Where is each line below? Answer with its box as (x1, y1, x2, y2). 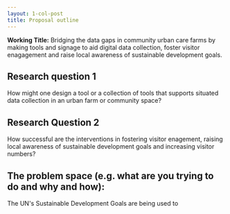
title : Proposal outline (7, 17, 79, 24)
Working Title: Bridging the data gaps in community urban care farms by (7, 35, 216, 44)
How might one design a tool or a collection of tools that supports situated (7, 89, 219, 97)
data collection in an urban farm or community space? (7, 97, 161, 105)
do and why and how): (7, 181, 105, 192)
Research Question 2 (7, 116, 100, 129)
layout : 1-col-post (7, 10, 64, 17)
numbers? (7, 150, 36, 158)
